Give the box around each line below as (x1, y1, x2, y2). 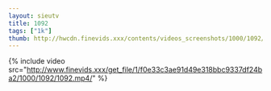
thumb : (8, 34, 31, 43)
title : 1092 (8, 19, 48, 27)
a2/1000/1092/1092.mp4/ (8, 73, 93, 83)
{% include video (8, 56, 66, 66)
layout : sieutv (8, 11, 60, 20)
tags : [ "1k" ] (8, 27, 52, 35)
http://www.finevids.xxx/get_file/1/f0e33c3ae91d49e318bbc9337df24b (27, 65, 263, 75)
